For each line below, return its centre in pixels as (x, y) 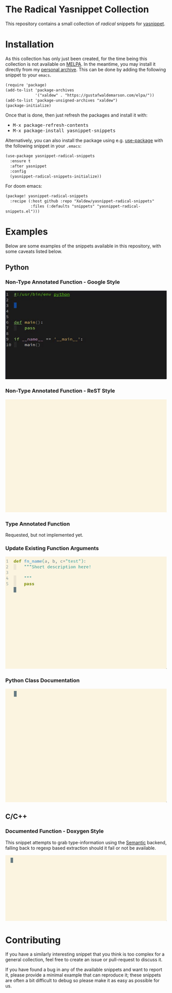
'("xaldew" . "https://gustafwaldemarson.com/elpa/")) (95, 95)
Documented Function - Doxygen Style (55, 831)
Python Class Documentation (42, 680)
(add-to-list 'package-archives (40, 90)
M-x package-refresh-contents (50, 125)
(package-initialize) (28, 105)
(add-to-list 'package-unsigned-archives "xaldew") (61, 100)
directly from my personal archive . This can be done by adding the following (86, 69)
